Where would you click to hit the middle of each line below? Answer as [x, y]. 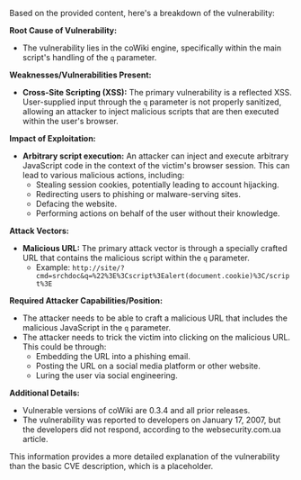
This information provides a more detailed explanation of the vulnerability [145, 457]
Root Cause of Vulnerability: [63, 30]
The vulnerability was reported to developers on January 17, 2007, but [151, 420]
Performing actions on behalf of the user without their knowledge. [158, 213]
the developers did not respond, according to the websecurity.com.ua [151, 430]
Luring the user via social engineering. [106, 376]
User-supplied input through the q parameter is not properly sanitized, [152, 102]
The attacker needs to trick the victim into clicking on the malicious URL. [156, 337]
